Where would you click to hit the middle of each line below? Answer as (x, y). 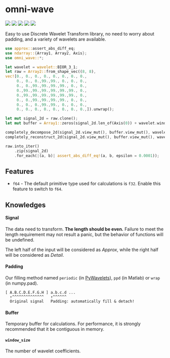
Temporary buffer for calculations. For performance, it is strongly (73, 324)
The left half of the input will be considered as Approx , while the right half (82, 250)
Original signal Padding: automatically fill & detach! (72, 302)
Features (19, 171)
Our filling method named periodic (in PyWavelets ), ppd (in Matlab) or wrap (83, 278)
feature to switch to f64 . (37, 189)
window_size (18, 340)
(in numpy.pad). (22, 283)
